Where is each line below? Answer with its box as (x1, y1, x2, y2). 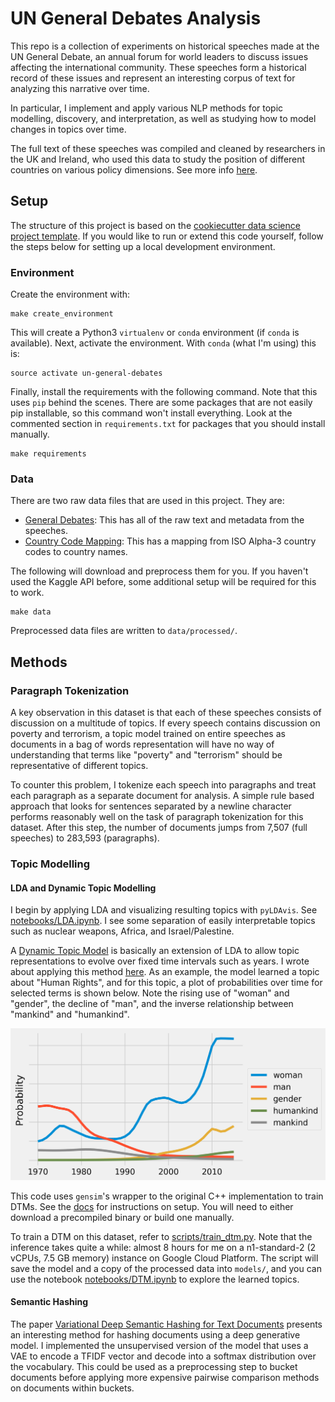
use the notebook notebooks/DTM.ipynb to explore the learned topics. (10, 1273, 300, 1285)
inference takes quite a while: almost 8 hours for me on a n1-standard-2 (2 (10, 1241, 317, 1253)
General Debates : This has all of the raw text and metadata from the (24, 514, 305, 526)
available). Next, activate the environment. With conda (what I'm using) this (10, 337, 317, 349)
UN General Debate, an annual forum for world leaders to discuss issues (10, 50, 309, 62)
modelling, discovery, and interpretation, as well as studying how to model (10, 112, 317, 124)
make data (10, 607, 52, 617)
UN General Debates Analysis (10, 7, 262, 30)
